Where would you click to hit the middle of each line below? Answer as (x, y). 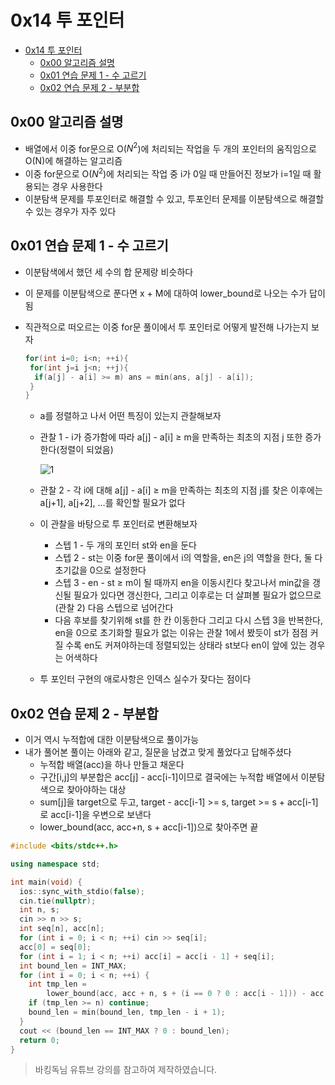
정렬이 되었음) (86, 450)
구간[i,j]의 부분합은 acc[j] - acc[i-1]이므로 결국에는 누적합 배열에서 (169, 777)
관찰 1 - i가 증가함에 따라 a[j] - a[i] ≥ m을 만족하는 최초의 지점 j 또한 (171, 437)
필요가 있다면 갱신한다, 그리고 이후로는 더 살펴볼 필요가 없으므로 (197, 595)
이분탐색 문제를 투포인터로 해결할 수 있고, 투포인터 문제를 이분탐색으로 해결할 (174, 199)
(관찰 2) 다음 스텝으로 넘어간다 (114, 608)
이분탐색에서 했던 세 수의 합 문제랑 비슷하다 (109, 272)
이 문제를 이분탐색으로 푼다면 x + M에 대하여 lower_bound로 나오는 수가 (166, 293)
